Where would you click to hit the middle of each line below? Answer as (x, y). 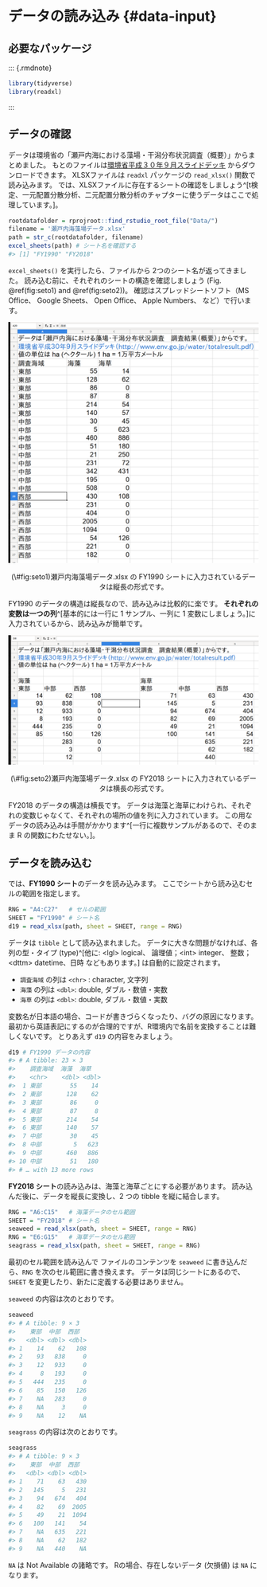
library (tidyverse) (41, 84)
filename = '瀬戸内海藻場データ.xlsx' (67, 229)
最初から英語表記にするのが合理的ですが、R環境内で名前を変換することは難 (132, 1026)
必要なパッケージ (50, 48)
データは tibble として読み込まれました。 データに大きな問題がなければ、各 (133, 942)
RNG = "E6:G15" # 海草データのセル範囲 (72, 1237)
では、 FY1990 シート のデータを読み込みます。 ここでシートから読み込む (127, 883)
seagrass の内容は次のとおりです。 (65, 1432)
